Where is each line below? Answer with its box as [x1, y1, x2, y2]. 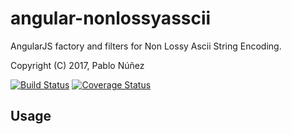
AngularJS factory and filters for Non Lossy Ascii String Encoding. [10, 40, 282, 52]
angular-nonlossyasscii [10, 7, 212, 30]
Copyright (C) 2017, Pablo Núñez [10, 59, 145, 71]
